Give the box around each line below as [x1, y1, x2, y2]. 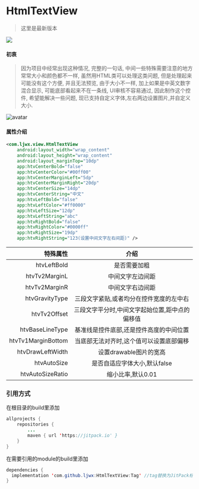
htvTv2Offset [31, 310, 68, 318]
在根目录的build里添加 [6, 404, 60, 411]
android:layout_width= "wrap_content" [17, 147, 110, 153]
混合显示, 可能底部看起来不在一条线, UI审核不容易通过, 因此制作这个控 [20, 87, 191, 94]
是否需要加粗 [114, 261, 150, 269]
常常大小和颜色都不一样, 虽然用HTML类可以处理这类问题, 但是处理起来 [20, 72, 192, 80]
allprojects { [6, 416, 41, 422]
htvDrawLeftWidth [17, 348, 68, 356]
